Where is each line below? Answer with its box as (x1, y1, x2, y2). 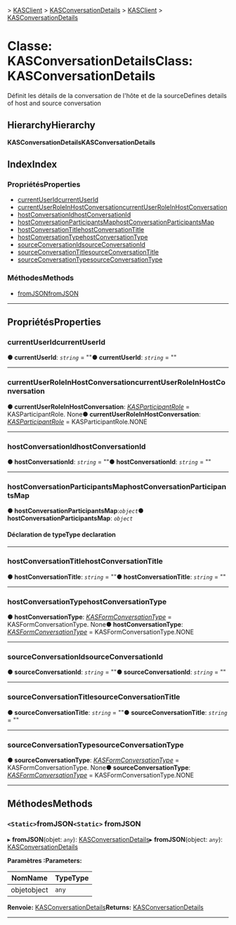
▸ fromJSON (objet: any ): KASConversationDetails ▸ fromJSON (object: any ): (7, 835, 223, 843)
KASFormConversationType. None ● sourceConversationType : (7, 764, 191, 771)
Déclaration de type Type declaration (7, 530, 116, 539)
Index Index (7, 159, 58, 171)
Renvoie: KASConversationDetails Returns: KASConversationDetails (7, 902, 204, 912)
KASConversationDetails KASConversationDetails (7, 137, 156, 147)
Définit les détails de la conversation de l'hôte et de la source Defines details (7, 91, 227, 99)
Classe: (7, 38, 53, 54)
